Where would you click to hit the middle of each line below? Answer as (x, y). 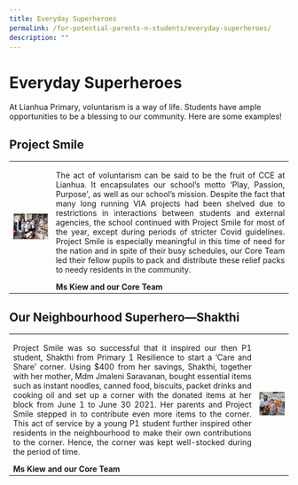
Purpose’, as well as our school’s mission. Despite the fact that (170, 194)
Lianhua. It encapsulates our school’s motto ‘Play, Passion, (170, 184)
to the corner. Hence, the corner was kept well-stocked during (132, 442)
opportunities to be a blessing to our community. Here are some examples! (145, 116)
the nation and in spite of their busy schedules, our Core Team (170, 250)
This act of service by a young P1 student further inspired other (132, 423)
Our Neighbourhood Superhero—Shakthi (125, 317)
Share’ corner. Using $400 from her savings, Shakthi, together (132, 366)
